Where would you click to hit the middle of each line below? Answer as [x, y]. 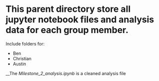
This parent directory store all [68, 9]
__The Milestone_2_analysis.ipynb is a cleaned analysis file [66, 73]
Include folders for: [25, 43]
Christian [22, 58]
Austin [19, 64]
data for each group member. [67, 30]
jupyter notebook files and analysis [80, 20]
